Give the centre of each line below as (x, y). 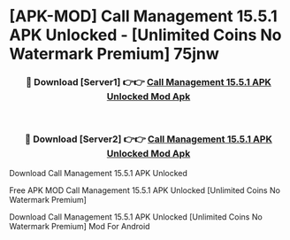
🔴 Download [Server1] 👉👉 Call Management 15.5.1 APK (149, 82)
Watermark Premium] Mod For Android (80, 226)
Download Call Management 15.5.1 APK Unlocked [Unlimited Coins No (136, 217)
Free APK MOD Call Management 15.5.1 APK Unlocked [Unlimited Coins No (145, 190)
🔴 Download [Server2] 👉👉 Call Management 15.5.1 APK (149, 139)
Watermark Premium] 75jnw (114, 54)
